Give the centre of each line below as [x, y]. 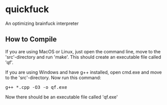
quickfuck [27, 9]
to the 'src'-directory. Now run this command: [53, 78]
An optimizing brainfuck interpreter [42, 23]
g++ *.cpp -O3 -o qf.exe [36, 87]
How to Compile [31, 39]
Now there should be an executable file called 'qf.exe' [62, 97]
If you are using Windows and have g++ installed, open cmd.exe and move [83, 72]
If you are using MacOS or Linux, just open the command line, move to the [83, 51]
